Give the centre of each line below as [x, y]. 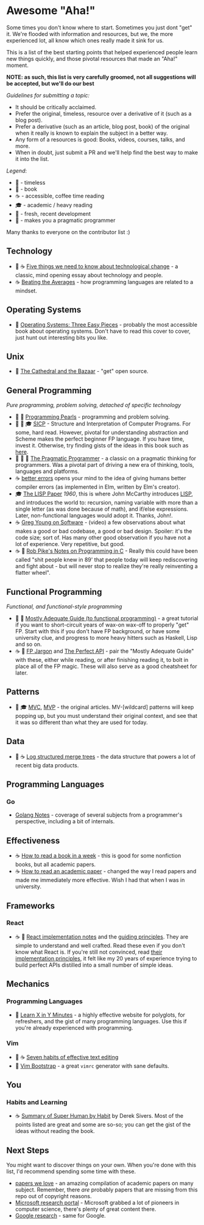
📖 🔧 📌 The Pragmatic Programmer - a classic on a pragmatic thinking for [106, 458]
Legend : [17, 171]
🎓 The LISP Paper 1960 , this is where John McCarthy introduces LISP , [104, 494]
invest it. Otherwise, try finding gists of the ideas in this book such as [102, 446]
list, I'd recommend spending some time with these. [71, 1171]
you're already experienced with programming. [74, 1028]
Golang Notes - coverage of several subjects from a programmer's [99, 815]
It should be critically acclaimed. [56, 107]
